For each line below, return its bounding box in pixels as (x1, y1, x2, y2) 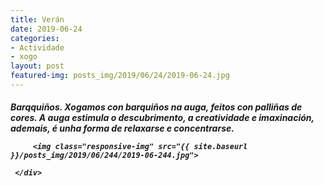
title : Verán (10, 14, 65, 25)
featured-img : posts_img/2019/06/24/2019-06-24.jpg (10, 71, 230, 81)
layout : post (10, 61, 65, 71)
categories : (10, 33, 60, 43)
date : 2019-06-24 (10, 24, 83, 34)
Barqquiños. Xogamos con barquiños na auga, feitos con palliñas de (10, 101, 303, 113)
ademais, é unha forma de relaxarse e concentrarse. (10, 122, 235, 135)
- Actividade (10, 42, 65, 53)
